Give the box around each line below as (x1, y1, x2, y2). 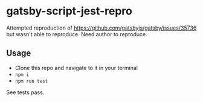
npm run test (14, 78, 48, 84)
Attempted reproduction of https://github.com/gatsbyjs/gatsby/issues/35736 (6, 24, 197, 31)
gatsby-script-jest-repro (6, 4, 133, 18)
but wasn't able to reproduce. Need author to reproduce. (6, 30, 147, 37)
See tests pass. (6, 89, 45, 96)
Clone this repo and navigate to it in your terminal (14, 64, 138, 71)
